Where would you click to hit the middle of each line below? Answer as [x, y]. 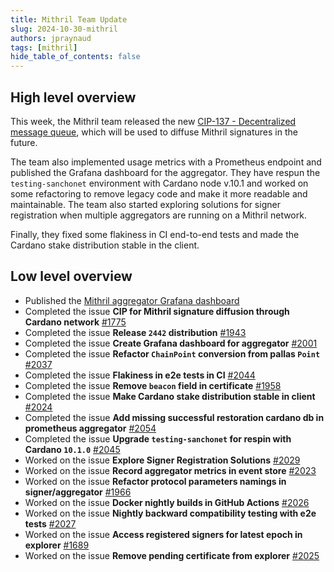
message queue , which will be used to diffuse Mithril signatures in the [154, 132]
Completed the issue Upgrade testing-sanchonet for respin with [158, 438]
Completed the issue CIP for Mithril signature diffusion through [157, 311]
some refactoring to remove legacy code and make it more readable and [159, 193]
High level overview [73, 97]
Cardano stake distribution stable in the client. [105, 245]
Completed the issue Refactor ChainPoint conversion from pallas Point [172, 353]
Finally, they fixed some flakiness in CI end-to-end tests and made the [155, 234]
